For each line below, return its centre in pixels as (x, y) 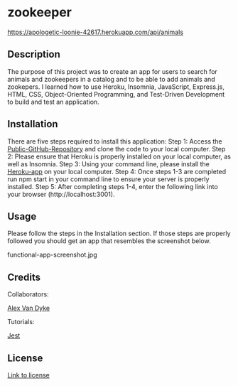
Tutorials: (21, 322)
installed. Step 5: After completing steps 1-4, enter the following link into (113, 186)
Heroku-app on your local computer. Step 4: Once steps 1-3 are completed (117, 171)
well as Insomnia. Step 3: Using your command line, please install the (108, 163)
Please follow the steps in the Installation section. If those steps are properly (119, 234)
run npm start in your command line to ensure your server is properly (108, 179)
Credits (24, 277)
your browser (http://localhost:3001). (61, 194)
